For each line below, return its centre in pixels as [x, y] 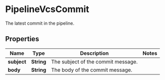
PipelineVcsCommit [47, 9]
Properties [22, 39]
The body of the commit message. [92, 70]
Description [94, 53]
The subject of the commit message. [94, 61]
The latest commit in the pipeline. [40, 23]
